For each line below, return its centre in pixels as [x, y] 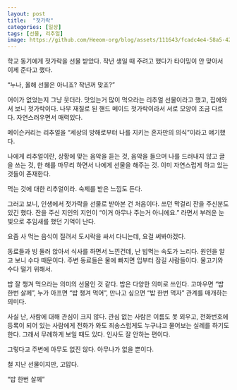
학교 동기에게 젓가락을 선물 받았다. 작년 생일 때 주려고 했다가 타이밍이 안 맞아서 [115, 61]
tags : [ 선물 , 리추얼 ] [35, 33]
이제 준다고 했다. [30, 70]
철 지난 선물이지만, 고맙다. [43, 365]
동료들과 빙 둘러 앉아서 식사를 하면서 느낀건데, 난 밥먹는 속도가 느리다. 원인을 [113, 252]
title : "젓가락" [31, 20]
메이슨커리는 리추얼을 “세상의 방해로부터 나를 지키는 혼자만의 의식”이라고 [107, 133]
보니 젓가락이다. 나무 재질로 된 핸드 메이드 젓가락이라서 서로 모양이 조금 [112, 109]
